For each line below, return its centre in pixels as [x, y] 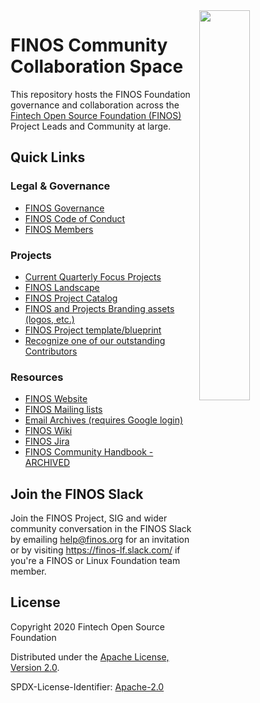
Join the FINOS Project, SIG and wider [89, 518]
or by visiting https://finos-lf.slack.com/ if [95, 550]
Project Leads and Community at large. [91, 126]
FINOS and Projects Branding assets [99, 308]
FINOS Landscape [62, 287]
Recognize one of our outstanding [95, 340]
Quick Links [48, 157]
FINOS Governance [64, 208]
